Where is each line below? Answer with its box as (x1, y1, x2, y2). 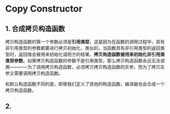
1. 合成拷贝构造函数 (5, 24, 65, 33)
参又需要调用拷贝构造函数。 (5, 70, 63, 76)
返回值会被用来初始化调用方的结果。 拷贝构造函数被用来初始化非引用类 (18, 51, 165, 57)
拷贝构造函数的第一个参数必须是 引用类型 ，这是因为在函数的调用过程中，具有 (5, 39, 165, 44)
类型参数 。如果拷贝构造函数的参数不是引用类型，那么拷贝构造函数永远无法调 (5, 58, 165, 64)
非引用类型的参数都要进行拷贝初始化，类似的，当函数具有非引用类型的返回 (5, 45, 160, 51)
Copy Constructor (5, 3, 82, 15)
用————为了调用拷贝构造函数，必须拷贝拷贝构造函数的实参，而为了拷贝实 (5, 64, 165, 70)
